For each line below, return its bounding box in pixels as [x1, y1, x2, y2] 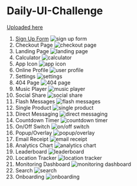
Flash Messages [15, 97, 56, 105]
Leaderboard [15, 148, 47, 155]
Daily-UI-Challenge [6, 4, 103, 18]
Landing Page [15, 47, 50, 54]
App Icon [15, 60, 38, 67]
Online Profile [15, 66, 49, 73]
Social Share [15, 92, 47, 99]
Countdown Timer [15, 116, 60, 123]
